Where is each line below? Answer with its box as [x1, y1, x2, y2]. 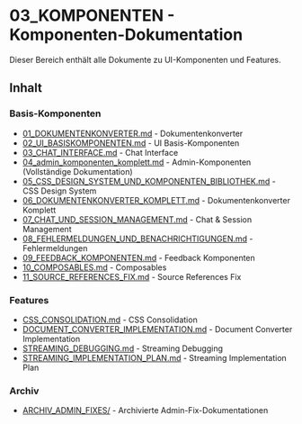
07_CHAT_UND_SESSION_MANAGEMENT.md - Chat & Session [22, 213, 253, 225]
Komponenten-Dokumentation [9, 24, 244, 45]
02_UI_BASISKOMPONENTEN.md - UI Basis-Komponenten [22, 137, 240, 149]
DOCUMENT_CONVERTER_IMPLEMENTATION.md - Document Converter [22, 323, 293, 334]
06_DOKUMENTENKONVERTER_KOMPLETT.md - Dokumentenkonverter [22, 194, 290, 205]
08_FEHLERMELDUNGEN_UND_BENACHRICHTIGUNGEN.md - [22, 233, 253, 244]
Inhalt [9, 80, 42, 95]
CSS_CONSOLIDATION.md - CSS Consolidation [22, 314, 198, 325]
